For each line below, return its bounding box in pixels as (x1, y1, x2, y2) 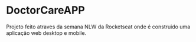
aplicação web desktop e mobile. (6, 29, 87, 36)
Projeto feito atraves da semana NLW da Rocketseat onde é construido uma (6, 23, 191, 30)
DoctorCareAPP (6, 4, 86, 17)
